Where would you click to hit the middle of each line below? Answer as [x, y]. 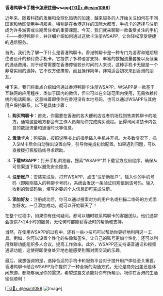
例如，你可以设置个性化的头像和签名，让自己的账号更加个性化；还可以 [83, 238]
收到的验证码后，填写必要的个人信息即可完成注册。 [63, 189]
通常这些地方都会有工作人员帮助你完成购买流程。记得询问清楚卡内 [87, 122]
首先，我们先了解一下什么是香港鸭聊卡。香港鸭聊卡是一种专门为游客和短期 [79, 52]
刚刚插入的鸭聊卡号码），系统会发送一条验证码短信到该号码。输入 [90, 183]
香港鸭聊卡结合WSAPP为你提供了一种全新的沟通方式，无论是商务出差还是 [79, 267]
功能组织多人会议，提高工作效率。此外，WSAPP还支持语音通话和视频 [87, 244]
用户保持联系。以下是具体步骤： [37, 105]
